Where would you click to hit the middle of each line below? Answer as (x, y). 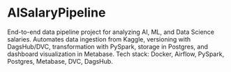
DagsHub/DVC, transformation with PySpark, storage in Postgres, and (107, 46)
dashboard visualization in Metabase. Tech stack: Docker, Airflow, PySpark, (116, 54)
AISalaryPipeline (57, 13)
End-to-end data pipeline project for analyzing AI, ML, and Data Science (111, 32)
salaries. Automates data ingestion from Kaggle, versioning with (99, 39)
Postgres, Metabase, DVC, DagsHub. (60, 61)
